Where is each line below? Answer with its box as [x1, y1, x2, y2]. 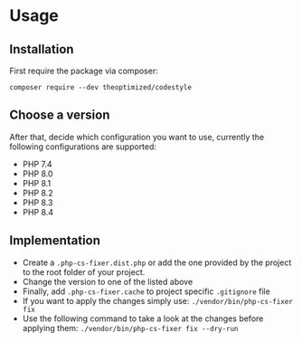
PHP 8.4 [22, 206, 54, 217]
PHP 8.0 [22, 168, 53, 179]
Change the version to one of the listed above [22, 276, 193, 287]
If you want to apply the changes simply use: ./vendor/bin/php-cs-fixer [22, 295, 294, 306]
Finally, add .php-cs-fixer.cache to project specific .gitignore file [22, 286, 271, 297]
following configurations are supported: [9, 141, 156, 152]
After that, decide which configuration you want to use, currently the [9, 131, 265, 142]
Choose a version [9, 108, 110, 123]
